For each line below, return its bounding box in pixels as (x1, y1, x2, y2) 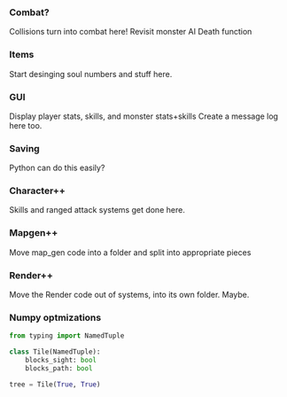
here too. (9, 120, 43, 130)
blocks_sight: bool (25, 356, 97, 365)
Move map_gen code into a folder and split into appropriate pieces (9, 246, 252, 258)
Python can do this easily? (9, 162, 105, 174)
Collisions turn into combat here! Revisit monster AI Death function (9, 27, 252, 37)
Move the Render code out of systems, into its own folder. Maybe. (9, 290, 250, 300)
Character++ (9, 184, 66, 197)
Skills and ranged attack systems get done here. (9, 205, 186, 215)
